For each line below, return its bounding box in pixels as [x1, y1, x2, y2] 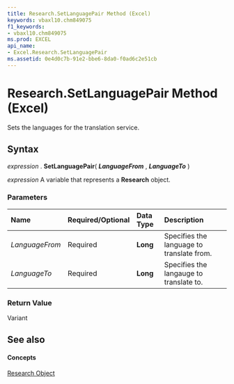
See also [7, 334, 45, 346]
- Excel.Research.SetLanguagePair [7, 49, 108, 56]
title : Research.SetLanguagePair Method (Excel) [7, 10, 151, 17]
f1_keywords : [7, 23, 45, 30]
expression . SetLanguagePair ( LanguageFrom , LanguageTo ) [7, 161, 190, 170]
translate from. [164, 248, 212, 258]
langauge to [164, 269, 203, 278]
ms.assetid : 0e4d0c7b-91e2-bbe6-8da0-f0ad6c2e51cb [7, 56, 157, 63]
